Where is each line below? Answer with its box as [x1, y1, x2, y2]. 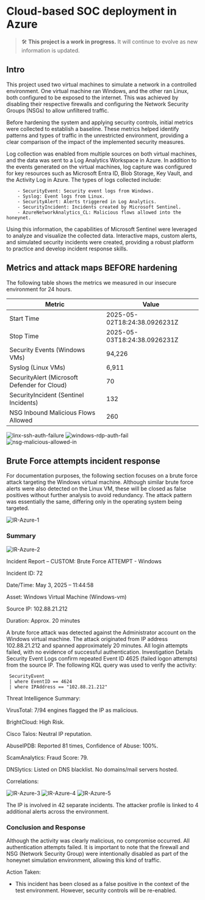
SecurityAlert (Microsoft [9, 373, 78, 381]
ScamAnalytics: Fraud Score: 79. [6, 754, 88, 761]
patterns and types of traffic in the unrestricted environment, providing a [6, 132, 189, 139]
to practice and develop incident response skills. [6, 245, 128, 252]
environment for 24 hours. [6, 285, 72, 293]
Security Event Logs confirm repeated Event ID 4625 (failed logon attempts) [6, 654, 198, 662]
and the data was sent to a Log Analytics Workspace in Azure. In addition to [6, 156, 197, 163]
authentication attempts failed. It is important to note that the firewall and [6, 843, 189, 850]
